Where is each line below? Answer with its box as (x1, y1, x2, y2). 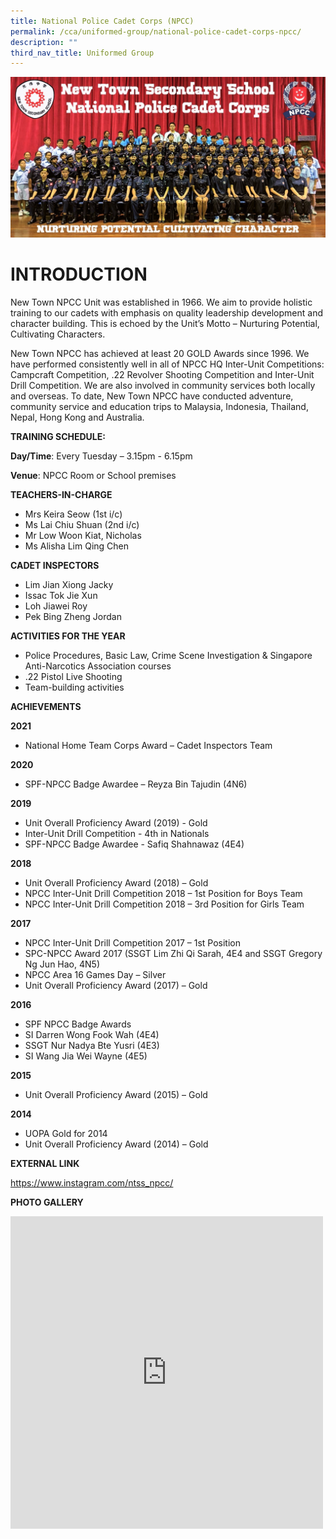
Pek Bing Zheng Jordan (24, 610, 122, 622)
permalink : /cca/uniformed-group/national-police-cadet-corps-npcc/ (10, 26, 302, 37)
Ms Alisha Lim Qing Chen (24, 540, 130, 552)
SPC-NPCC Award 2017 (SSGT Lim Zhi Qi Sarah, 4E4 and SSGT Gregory (24, 947, 323, 959)
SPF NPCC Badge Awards (24, 1018, 132, 1030)
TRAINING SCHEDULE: (10, 430, 106, 442)
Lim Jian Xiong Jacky (24, 578, 114, 590)
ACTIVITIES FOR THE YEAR (10, 630, 126, 642)
